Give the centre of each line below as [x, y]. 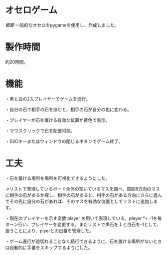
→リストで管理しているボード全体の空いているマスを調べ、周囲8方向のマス [83, 188]
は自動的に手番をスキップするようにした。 [49, 247]
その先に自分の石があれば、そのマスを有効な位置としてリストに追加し [81, 201]
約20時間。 [17, 62]
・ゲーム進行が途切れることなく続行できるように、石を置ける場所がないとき [83, 241]
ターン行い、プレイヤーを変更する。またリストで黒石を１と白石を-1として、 [83, 224]
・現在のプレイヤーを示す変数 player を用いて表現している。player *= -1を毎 [83, 218]
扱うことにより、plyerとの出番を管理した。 [50, 230]
